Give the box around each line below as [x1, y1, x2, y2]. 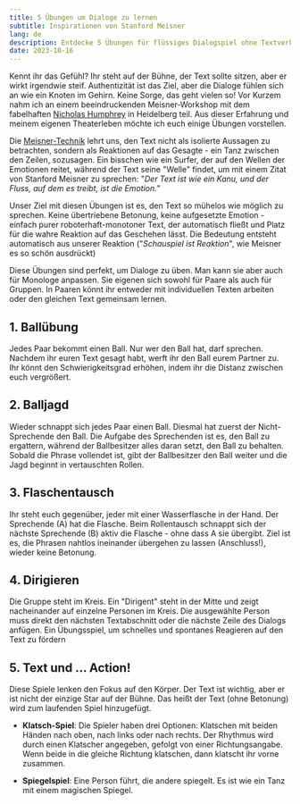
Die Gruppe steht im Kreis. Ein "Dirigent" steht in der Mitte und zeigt [9, 596, 259, 607]
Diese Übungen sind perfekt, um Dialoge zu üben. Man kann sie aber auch [9, 265, 283, 276]
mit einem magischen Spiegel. [21, 785, 134, 796]
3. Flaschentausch [9, 485, 114, 500]
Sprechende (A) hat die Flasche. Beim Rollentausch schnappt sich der [9, 518, 267, 529]
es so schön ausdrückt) [9, 247, 96, 259]
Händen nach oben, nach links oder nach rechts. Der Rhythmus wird [21, 730, 274, 741]
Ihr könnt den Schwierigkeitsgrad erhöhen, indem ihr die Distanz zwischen [9, 362, 284, 373]
